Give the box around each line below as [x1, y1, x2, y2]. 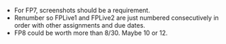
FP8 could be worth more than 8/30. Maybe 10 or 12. [13, 28, 168, 37]
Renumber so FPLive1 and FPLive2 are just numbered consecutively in [13, 13, 220, 22]
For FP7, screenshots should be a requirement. [13, 6, 150, 14]
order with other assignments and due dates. [13, 21, 145, 29]
